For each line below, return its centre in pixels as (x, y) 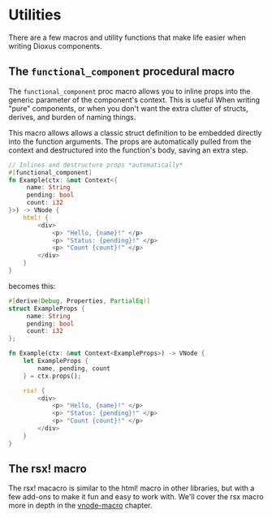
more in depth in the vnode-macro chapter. (80, 506)
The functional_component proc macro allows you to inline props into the (130, 91)
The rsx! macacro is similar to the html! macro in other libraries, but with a (132, 488)
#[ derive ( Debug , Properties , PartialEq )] (80, 301)
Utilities (35, 15)
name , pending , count (74, 368)
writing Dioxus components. (56, 45)
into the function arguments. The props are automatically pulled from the (130, 141)
